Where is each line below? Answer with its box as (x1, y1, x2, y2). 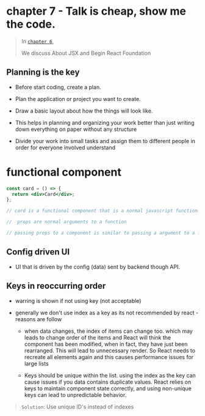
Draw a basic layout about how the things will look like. (15, 107, 153, 114)
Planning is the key (6, 67, 80, 78)
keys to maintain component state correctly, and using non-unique (24, 384, 192, 392)
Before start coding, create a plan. (15, 83, 102, 91)
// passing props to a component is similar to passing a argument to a (6, 230, 195, 236)
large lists (24, 360, 49, 367)
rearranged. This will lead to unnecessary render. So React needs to (24, 347, 196, 354)
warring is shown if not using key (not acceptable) (15, 297, 142, 304)
